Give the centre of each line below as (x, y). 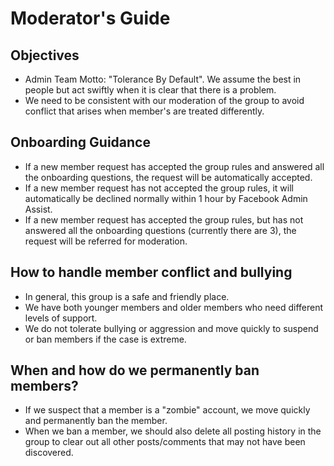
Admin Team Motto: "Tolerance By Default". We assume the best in (163, 79)
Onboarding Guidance (80, 142)
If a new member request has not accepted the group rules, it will (159, 188)
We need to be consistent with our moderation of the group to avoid (164, 100)
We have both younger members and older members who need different (174, 307)
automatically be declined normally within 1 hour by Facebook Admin (166, 198)
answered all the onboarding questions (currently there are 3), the (160, 230)
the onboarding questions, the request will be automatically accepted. (168, 177)
